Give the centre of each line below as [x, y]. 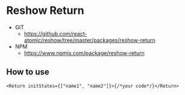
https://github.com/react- [55, 33]
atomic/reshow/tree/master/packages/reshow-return [89, 40]
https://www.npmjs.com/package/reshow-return [84, 53]
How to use [28, 72]
